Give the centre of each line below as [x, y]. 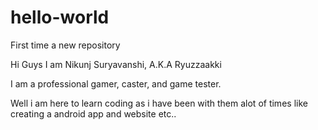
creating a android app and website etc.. [93, 113]
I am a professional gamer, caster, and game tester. [116, 83]
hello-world [60, 17]
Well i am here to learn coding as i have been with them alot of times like [159, 103]
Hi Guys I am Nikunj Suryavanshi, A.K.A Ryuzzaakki [116, 64]
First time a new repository [65, 45]
